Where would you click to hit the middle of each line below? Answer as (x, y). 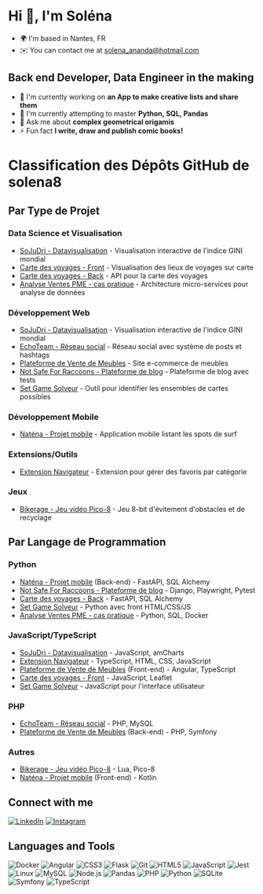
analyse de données (52, 292)
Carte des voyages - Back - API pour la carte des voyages (113, 275)
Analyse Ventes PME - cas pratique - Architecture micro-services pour (134, 284)
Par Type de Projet (54, 211)
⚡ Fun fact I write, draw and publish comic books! (101, 131)
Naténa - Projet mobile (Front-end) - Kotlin (88, 778)
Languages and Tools (62, 846)
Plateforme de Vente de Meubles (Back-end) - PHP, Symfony (118, 732)
